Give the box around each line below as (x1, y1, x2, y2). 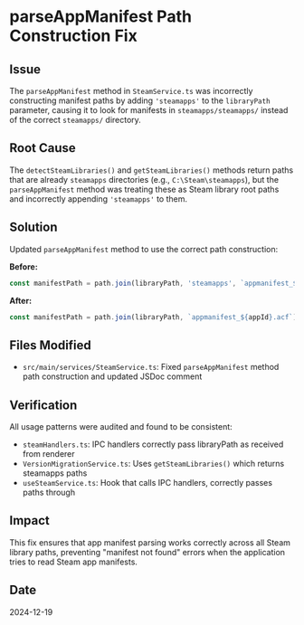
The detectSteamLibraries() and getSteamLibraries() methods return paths (9, 165, 294, 175)
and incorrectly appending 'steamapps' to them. (9, 193, 188, 204)
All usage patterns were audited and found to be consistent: (9, 421, 233, 431)
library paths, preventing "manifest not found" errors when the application (9, 546, 286, 557)
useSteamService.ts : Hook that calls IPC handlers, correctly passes (22, 478, 273, 488)
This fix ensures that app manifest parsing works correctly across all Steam (9, 536, 291, 548)
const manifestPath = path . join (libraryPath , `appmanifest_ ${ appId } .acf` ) (9, 312, 298, 322)
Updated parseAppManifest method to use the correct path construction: (9, 243, 279, 254)
